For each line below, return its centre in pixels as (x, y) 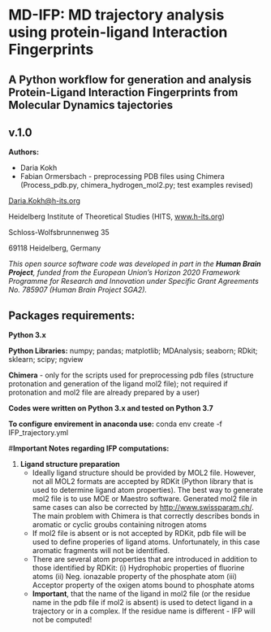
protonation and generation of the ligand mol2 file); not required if (118, 384)
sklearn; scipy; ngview (46, 360)
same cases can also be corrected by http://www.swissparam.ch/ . (143, 508)
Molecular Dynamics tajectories (91, 105)
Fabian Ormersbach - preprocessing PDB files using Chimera (122, 177)
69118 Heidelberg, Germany (55, 248)
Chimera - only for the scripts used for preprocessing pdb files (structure (131, 375)
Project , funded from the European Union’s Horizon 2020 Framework (125, 272)
